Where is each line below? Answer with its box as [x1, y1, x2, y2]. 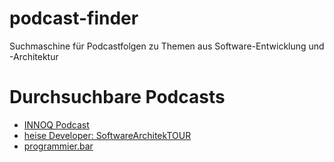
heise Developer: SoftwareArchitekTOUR [23, 129, 192, 141]
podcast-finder [9, 7, 139, 30]
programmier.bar [23, 140, 94, 152]
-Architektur [9, 50, 59, 62]
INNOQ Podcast [23, 118, 90, 131]
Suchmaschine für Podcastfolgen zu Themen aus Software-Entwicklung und [9, 40, 325, 52]
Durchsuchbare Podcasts [9, 86, 226, 109]
